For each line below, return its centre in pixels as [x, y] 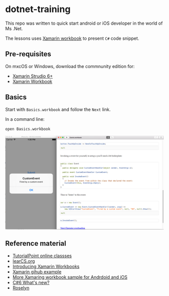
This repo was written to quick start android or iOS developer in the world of [84, 23]
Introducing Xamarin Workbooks [46, 266]
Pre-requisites [28, 54]
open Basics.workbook [28, 129]
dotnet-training [38, 9]
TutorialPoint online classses [42, 256]
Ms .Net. [14, 28]
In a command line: [25, 119]
